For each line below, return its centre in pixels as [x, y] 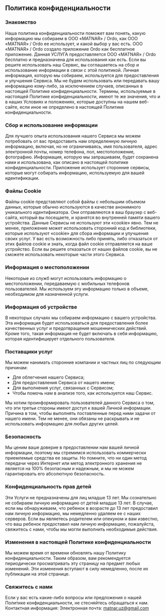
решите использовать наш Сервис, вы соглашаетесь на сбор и [72, 65]
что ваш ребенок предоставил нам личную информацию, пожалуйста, [80, 524]
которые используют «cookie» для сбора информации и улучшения [77, 233]
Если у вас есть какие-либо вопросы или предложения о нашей [73, 598]
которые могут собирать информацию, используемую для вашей [75, 173]
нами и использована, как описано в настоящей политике [67, 162]
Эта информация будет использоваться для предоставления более [77, 323]
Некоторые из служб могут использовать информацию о [66, 278]
